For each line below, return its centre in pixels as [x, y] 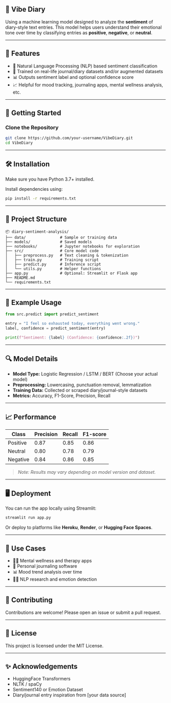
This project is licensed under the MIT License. [54, 646]
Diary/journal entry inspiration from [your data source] [69, 695]
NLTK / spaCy [27, 684]
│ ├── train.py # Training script [52, 260]
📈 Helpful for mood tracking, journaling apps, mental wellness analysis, [88, 84]
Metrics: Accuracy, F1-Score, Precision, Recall [62, 396]
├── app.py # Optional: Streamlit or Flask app [72, 273]
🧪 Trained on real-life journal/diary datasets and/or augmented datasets [88, 71]
